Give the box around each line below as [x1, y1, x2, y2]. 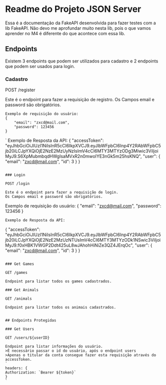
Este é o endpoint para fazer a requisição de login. [5, 190, 119, 195]
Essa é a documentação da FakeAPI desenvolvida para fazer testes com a [5, 20, 156, 26]
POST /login [5, 181, 30, 187]
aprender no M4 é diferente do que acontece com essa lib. [5, 30, 125, 36]
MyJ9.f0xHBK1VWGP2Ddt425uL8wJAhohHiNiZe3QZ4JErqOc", [5, 242, 134, 249]
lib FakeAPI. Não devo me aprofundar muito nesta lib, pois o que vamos [5, 25, 151, 31]
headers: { [5, 366, 28, 371]
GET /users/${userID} [5, 335, 50, 340]
